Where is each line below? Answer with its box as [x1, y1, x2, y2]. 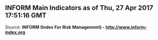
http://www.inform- [105, 24, 147, 30]
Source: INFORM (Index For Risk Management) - [5, 24, 105, 30]
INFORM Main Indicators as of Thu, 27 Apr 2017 [5, 4, 154, 12]
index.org [5, 29, 26, 35]
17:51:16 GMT [5, 12, 47, 20]
